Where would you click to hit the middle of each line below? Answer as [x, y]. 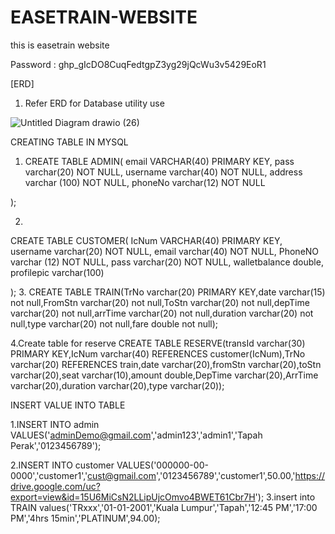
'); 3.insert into [285, 497]
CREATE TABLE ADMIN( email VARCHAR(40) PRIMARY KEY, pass [159, 161]
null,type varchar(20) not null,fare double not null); [114, 323]
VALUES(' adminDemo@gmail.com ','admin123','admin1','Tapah [136, 435]
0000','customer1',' [49, 475]
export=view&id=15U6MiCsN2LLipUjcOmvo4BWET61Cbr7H [133, 497]
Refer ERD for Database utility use [94, 103]
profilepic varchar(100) [57, 272]
